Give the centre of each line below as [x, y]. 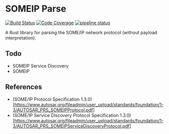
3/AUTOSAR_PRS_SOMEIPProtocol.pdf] [54, 110]
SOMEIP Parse [36, 9]
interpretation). [21, 38]
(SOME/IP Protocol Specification [46, 99]
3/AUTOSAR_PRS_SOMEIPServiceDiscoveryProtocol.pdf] [72, 126]
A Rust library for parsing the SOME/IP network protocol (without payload [81, 32]
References [24, 87]
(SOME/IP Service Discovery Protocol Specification [66, 115]
